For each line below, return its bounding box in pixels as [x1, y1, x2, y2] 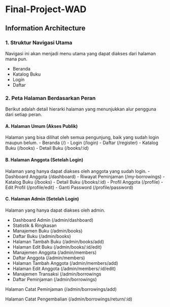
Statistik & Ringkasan [12, 222, 57, 228]
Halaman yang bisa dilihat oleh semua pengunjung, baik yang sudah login [5, 134, 159, 141]
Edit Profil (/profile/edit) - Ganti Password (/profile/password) [5, 184, 133, 190]
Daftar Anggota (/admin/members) [12, 255, 85, 261]
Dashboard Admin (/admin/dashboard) [12, 217, 94, 223]
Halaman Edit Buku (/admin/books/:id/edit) [12, 244, 102, 250]
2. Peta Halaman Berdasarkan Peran [5, 94, 96, 101]
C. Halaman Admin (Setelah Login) [5, 196, 80, 202]
